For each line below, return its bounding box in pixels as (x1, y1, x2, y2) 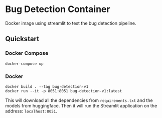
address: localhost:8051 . (5, 108, 58, 114)
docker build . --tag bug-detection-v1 (5, 84, 89, 89)
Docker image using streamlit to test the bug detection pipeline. (5, 20, 136, 26)
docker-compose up (5, 61, 44, 66)
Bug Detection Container (5, 4, 110, 15)
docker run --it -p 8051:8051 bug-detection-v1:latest (5, 88, 122, 93)
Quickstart (5, 35, 40, 43)
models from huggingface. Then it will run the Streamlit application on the (5, 102, 157, 108)
